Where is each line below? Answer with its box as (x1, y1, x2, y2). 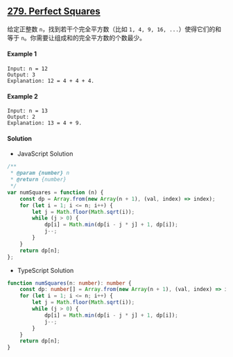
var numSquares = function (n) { (7, 189, 104, 196)
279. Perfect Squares (7, 6, 101, 17)
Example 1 (7, 50, 37, 58)
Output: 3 (7, 72, 36, 78)
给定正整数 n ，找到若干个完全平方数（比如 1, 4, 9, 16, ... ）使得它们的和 (7, 24, 222, 33)
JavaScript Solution (17, 149, 74, 158)
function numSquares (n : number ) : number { (7, 279, 132, 287)
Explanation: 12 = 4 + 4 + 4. (7, 78, 95, 85)
